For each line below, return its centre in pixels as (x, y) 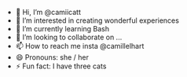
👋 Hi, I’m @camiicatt (48, 12)
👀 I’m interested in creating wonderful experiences (97, 20)
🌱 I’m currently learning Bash (62, 29)
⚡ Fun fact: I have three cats (61, 66)
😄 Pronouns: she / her (52, 57)
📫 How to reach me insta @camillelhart (80, 46)
